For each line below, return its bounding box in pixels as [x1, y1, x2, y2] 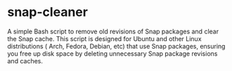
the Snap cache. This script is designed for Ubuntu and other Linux [7, 34, 202, 42]
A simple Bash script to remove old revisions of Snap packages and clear [7, 27, 219, 35]
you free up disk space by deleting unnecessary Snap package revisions [7, 49, 218, 58]
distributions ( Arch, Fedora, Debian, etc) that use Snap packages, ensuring [7, 42, 226, 50]
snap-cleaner [7, 4, 88, 20]
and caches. [7, 56, 44, 65]
